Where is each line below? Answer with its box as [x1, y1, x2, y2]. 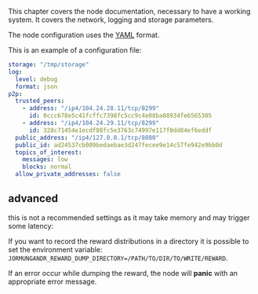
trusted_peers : [15, 97, 65, 105]
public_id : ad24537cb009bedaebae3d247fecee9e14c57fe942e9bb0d [15, 141, 223, 149]
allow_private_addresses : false [15, 171, 122, 178]
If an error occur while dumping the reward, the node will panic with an [8, 268, 238, 277]
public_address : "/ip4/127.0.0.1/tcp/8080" [15, 134, 159, 141]
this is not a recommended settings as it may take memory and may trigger [8, 212, 250, 222]
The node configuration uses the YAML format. [8, 31, 160, 39]
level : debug [15, 75, 58, 83]
